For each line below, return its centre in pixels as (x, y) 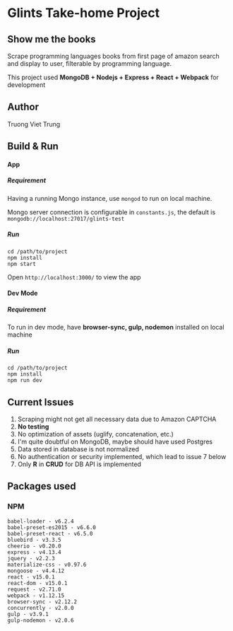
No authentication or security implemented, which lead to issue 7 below (122, 457)
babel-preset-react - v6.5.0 (50, 533)
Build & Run (33, 146)
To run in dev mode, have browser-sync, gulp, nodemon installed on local (116, 328)
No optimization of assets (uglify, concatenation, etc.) (96, 434)
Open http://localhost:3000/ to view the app (74, 277)
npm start (22, 264)
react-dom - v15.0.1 (38, 583)
